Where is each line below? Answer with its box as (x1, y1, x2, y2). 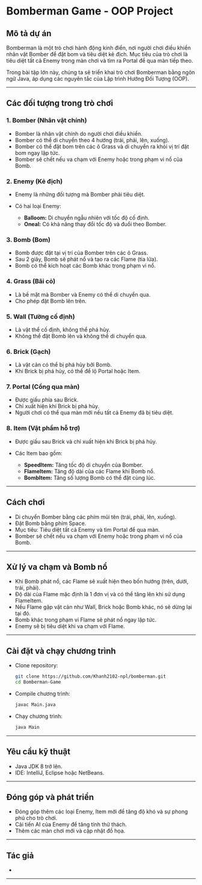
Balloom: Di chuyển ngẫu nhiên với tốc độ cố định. (23, 214, 150, 221)
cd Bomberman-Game (14, 679, 61, 685)
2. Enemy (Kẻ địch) (6, 177, 63, 185)
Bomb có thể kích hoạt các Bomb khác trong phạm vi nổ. (14, 262, 156, 269)
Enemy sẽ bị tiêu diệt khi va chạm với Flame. (14, 623, 125, 630)
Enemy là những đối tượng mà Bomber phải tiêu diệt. (14, 191, 145, 198)
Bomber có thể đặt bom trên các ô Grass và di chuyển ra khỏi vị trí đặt (14, 143, 189, 150)
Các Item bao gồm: (14, 449, 63, 456)
